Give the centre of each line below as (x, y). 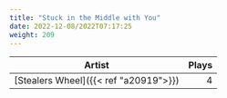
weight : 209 (32, 34)
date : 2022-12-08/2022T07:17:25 (71, 26)
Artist (96, 65)
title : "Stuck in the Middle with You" (85, 18)
